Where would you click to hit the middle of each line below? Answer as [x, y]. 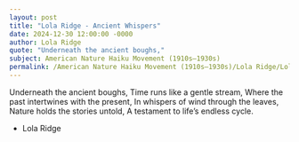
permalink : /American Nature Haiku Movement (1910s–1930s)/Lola [131, 67]
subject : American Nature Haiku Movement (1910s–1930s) [115, 59]
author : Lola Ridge [45, 42]
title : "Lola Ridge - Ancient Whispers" [85, 26]
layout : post [33, 17]
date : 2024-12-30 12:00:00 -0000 [71, 34]
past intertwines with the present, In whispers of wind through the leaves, [144, 101]
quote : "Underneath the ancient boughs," [87, 51]
